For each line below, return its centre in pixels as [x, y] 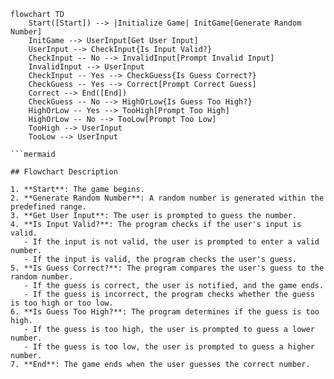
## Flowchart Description [64, 172]
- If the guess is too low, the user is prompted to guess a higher [169, 347]
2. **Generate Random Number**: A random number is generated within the [167, 198]
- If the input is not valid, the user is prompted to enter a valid [171, 242]
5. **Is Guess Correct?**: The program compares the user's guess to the [167, 268]
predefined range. [48, 207]
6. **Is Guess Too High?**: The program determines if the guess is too [165, 312]
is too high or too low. [62, 303]
